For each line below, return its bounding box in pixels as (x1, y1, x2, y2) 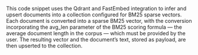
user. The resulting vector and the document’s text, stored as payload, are (6, 36, 186, 43)
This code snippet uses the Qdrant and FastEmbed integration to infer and (6, 5, 187, 12)
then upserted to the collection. (6, 42, 83, 49)
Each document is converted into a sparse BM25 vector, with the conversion (6, 18, 192, 24)
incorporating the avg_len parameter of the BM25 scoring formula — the (6, 23, 182, 30)
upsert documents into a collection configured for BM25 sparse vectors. (6, 11, 182, 18)
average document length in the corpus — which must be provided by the (6, 30, 186, 37)
